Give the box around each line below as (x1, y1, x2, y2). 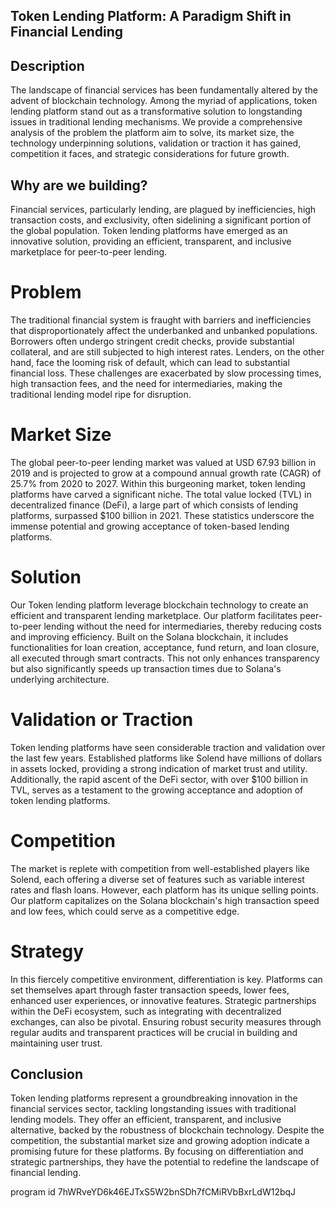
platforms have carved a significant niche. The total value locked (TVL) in (10, 488, 312, 500)
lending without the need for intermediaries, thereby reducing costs (43, 620, 322, 632)
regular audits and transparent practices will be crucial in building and (10, 1026, 298, 1038)
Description (10, 57, 85, 74)
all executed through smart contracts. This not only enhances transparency (10, 652, 320, 664)
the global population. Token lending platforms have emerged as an (10, 225, 288, 237)
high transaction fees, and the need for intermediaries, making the (10, 377, 283, 389)
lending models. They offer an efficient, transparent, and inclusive (10, 1114, 282, 1126)
